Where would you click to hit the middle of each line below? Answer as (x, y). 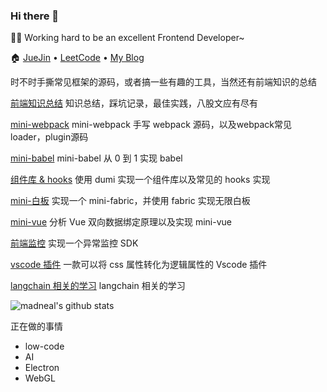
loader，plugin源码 (49, 137)
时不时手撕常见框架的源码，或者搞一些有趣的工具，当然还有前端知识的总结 (163, 82)
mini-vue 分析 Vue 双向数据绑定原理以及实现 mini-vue (121, 222)
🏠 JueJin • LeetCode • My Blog (77, 58)
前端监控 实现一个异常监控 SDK (74, 243)
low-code (44, 346)
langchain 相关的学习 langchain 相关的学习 (98, 286)
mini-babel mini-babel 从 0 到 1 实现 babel (96, 158)
